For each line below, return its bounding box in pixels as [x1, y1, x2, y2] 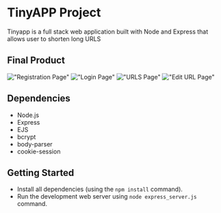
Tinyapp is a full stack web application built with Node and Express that [7, 27, 209, 36]
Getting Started [7, 166, 75, 179]
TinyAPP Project [7, 5, 101, 21]
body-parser [16, 140, 53, 148]
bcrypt [16, 132, 36, 141]
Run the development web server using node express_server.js [16, 192, 197, 201]
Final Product [7, 55, 65, 66]
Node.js [16, 111, 40, 119]
